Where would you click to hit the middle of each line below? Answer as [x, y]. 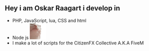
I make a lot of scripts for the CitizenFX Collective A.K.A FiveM [78, 43]
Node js [20, 37]
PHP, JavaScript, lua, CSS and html [49, 20]
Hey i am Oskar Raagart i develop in [62, 8]
